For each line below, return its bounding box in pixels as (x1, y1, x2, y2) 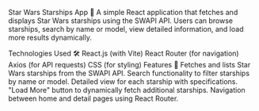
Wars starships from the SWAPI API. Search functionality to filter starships (8, 68, 250, 78)
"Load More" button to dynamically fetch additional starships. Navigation (8, 86, 246, 94)
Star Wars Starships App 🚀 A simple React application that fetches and (8, 8, 238, 17)
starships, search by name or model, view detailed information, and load (8, 25, 244, 33)
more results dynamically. (8, 33, 93, 42)
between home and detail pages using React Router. (8, 94, 179, 103)
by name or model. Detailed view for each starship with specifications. (8, 77, 238, 86)
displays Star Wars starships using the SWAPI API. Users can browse (8, 16, 234, 25)
